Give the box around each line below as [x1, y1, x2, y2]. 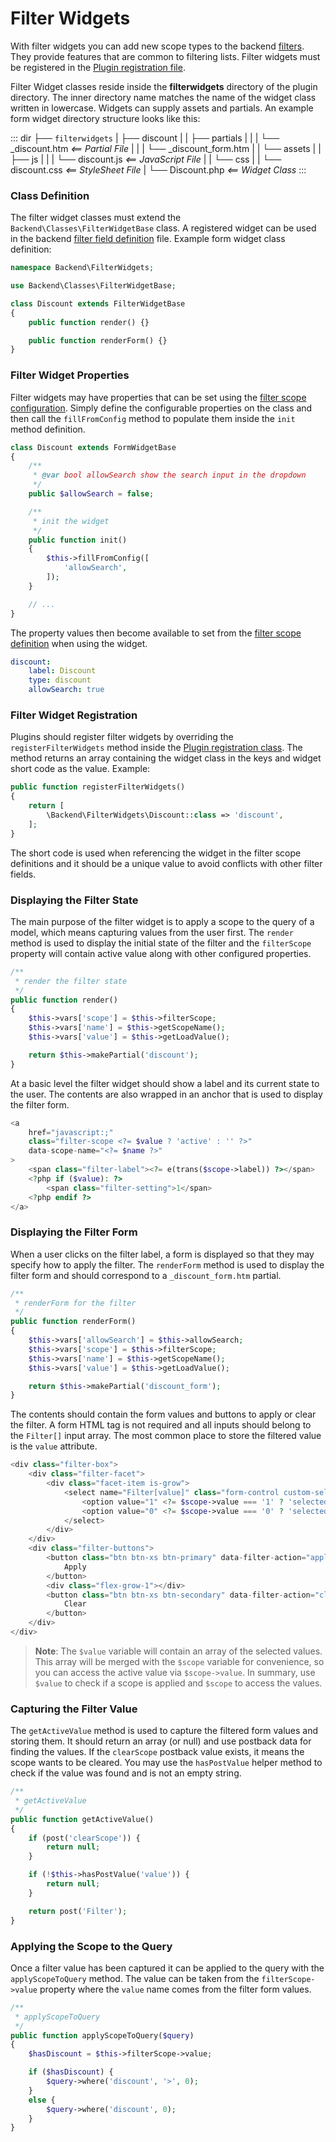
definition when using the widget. [10, 637, 148, 649]
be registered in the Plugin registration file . [10, 61, 186, 73]
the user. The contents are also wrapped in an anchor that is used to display [10, 1088, 323, 1100]
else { [28, 2095, 56, 2105]
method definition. [10, 423, 86, 435]
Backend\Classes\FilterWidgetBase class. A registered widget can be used [10, 222, 317, 234]
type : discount [28, 675, 92, 686]
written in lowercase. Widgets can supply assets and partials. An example [10, 102, 314, 114]
